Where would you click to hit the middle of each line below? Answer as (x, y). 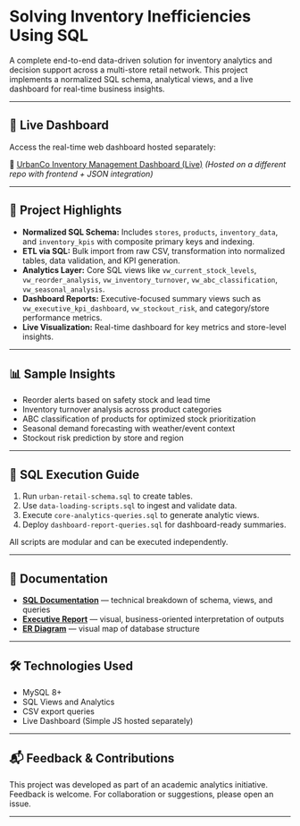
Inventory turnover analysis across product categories (122, 410)
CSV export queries (58, 711)
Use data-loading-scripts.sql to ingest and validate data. (129, 506)
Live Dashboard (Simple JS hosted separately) (108, 720)
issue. (20, 804)
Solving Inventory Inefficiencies (130, 17)
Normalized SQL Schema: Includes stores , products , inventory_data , (150, 232)
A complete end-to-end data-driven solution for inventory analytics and (141, 60)
